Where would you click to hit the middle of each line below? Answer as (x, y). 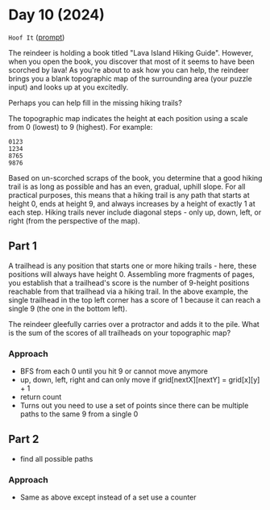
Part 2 (24, 439)
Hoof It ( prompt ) (37, 37)
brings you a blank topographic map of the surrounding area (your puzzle (130, 78)
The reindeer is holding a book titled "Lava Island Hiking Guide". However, (131, 52)
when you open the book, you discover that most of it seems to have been (132, 61)
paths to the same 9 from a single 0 (79, 414)
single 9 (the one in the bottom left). (68, 308)
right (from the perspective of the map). (75, 220)
